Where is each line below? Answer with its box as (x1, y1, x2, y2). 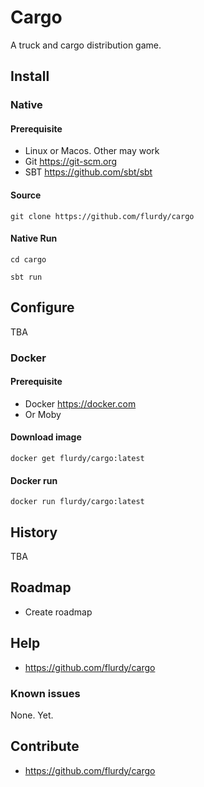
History (10, 524, 58, 541)
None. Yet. (10, 709, 54, 721)
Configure (10, 299, 75, 316)
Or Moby (24, 408, 62, 420)
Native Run (10, 232, 58, 245)
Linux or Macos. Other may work (24, 145, 160, 157)
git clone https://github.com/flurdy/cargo (10, 211, 195, 221)
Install (10, 68, 50, 85)
